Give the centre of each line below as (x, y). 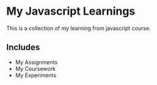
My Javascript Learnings (71, 11)
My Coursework (35, 68)
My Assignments (36, 62)
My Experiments (36, 75)
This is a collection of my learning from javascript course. (78, 28)
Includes (23, 47)
